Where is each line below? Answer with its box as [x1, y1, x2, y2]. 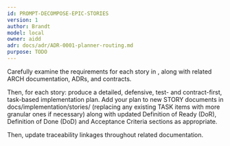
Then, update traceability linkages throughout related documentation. [7, 130, 204, 138]
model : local [7, 29, 45, 36]
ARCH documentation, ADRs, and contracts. [7, 74, 132, 83]
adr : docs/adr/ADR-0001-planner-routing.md [7, 42, 134, 49]
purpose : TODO [7, 49, 48, 56]
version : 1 [7, 17, 38, 23]
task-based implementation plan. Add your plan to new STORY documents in [7, 95, 224, 103]
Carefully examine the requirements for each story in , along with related [7, 67, 212, 76]
